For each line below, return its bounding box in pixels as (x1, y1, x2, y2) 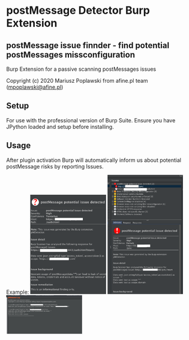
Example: (6, 288, 29, 296)
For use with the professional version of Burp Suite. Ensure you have (6, 116, 176, 124)
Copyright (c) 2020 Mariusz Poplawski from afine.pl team (6, 77, 148, 84)
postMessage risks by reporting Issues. (6, 163, 104, 170)
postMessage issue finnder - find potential (6, 40, 170, 50)
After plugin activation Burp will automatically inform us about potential (6, 157, 182, 164)
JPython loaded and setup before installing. (6, 123, 114, 130)
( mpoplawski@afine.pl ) (6, 83, 64, 91)
